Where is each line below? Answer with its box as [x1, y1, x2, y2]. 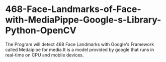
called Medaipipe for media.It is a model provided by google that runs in [5, 46, 154, 52]
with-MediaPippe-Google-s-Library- [5, 14, 161, 25]
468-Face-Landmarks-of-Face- [5, 3, 142, 15]
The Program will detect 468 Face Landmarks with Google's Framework [5, 41, 154, 47]
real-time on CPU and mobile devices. [5, 51, 84, 58]
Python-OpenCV [5, 25, 76, 36]
